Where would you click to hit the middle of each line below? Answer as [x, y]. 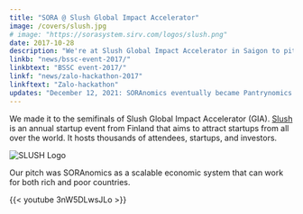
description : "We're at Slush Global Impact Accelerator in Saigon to [145, 51]
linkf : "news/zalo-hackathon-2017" [76, 76]
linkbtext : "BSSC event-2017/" [68, 68]
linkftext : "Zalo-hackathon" [64, 85]
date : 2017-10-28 [42, 43]
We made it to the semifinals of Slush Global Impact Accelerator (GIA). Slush [151, 119]
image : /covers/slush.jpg [58, 26]
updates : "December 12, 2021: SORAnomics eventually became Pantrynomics [151, 93]
